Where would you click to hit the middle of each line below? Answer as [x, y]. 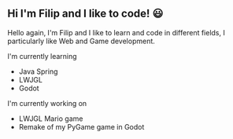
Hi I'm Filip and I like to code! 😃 [85, 14]
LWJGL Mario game [51, 119]
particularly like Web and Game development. [81, 41]
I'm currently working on [47, 103]
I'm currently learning [42, 56]
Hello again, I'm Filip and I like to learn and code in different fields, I [116, 32]
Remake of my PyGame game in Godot [81, 126]
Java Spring [38, 71]
